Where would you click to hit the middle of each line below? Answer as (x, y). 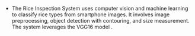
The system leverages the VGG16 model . (62, 27)
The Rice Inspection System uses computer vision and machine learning (100, 8)
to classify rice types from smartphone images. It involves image (91, 15)
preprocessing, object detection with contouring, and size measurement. (100, 21)
